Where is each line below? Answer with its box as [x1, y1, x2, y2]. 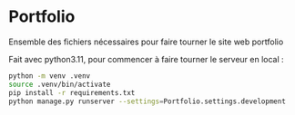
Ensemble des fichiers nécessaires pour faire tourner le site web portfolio [8, 36, 284, 47]
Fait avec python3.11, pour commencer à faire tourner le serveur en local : [8, 53, 284, 64]
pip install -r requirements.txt [8, 88, 136, 97]
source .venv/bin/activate [8, 80, 111, 89]
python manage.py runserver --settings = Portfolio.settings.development [8, 97, 286, 106]
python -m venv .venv [8, 71, 91, 81]
